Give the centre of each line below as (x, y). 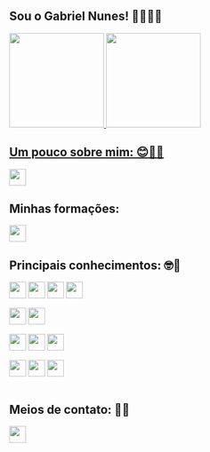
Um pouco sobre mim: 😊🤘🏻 (87, 152)
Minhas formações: (65, 209)
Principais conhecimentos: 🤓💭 (95, 265)
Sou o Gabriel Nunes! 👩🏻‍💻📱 (86, 16)
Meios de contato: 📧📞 (70, 409)
